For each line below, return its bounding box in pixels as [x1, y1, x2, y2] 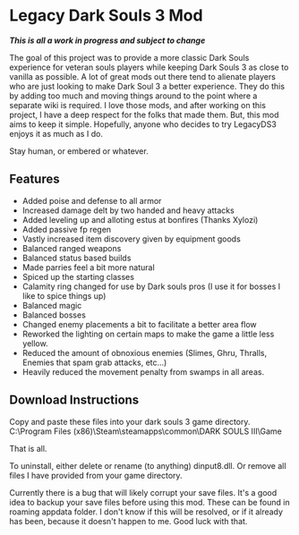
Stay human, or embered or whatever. [9, 145, 149, 157]
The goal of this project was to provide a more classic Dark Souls [9, 52, 250, 63]
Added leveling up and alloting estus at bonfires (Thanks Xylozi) [21, 214, 259, 225]
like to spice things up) [21, 290, 107, 301]
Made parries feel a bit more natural [21, 261, 155, 273]
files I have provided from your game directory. [9, 470, 183, 480]
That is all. [9, 443, 47, 454]
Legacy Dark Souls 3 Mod [9, 5, 203, 26]
